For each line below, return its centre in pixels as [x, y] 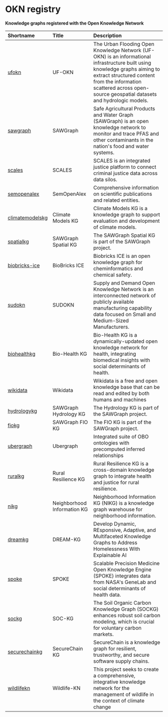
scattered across [113, 88]
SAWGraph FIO [70, 422]
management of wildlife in [123, 694]
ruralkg [16, 476]
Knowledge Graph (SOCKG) [126, 609]
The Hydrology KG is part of [126, 407]
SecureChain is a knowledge [127, 642]
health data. [107, 595]
